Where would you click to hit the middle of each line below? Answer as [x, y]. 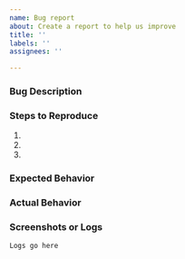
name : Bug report [42, 18]
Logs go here [34, 246]
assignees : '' [36, 52]
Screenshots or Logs [56, 227]
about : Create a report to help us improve [93, 26]
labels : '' [30, 43]
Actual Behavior [45, 203]
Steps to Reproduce [54, 115]
